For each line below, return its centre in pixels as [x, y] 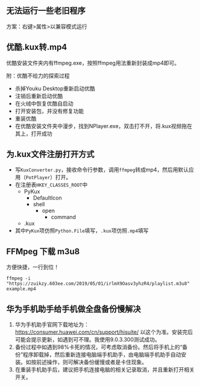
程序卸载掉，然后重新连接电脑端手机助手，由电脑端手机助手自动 [102, 355]
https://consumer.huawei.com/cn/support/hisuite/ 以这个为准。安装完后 [104, 332]
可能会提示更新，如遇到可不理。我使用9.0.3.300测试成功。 [88, 340]
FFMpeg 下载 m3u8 [43, 251]
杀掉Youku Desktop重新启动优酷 [55, 88]
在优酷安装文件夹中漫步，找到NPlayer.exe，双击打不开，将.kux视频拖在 [104, 126]
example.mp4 [21, 289]
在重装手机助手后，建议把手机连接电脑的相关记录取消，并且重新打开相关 [105, 370]
